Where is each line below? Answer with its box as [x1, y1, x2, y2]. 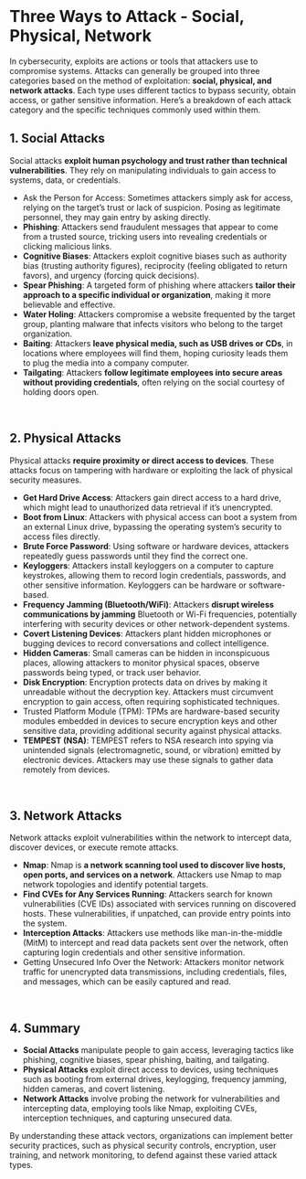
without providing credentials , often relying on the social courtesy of [22, 377, 285, 388]
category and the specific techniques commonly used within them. [9, 104, 261, 115]
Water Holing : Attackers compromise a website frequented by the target [22, 308, 296, 320]
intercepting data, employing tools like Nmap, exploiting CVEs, [22, 1103, 258, 1114]
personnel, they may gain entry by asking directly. [22, 211, 211, 222]
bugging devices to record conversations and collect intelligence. [22, 637, 269, 649]
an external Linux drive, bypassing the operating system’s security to [22, 521, 282, 532]
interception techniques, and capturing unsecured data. [22, 1112, 233, 1124]
